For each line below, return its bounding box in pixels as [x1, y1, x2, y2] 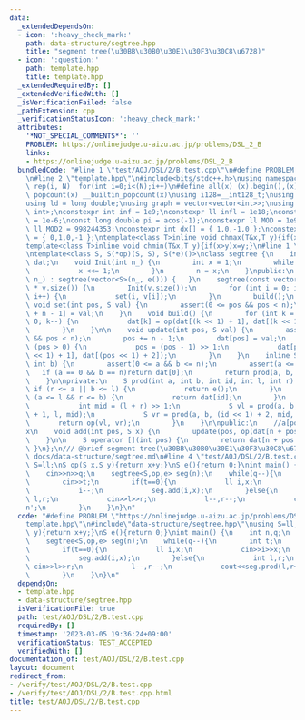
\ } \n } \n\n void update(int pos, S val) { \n [25, 326, 254, 335]
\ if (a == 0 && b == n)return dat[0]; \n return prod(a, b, [25, 368, 295, 377]
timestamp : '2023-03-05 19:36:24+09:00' [17, 629, 172, 638]
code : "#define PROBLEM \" [17, 511, 120, 520]
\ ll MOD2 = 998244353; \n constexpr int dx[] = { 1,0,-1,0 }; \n [25, 224, 271, 233]
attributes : [17, 123, 64, 133]
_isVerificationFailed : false [17, 97, 132, 107]
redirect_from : [9, 672, 67, 681]
